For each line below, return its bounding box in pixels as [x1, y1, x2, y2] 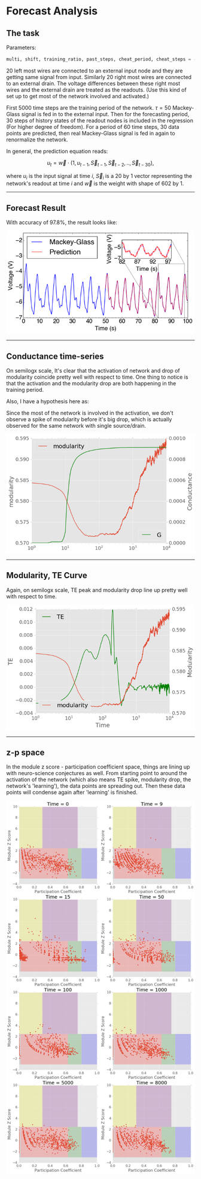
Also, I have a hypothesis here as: [6, 398, 89, 405]
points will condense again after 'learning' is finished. [6, 789, 138, 796]
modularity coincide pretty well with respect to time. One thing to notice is [6, 373, 188, 381]
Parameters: [6, 44, 36, 51]
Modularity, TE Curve [6, 570, 88, 581]
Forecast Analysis [6, 4, 98, 18]
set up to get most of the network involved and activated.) [6, 92, 150, 99]
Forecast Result [6, 202, 66, 213]
